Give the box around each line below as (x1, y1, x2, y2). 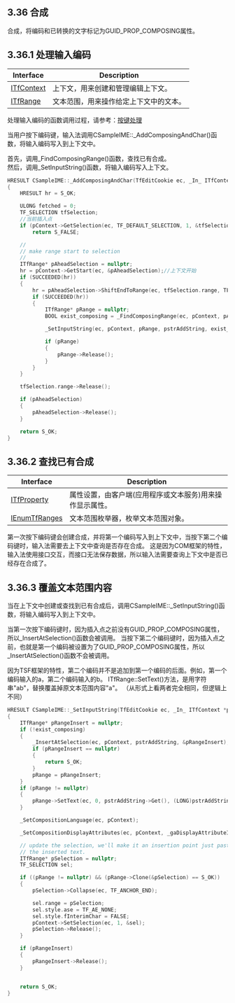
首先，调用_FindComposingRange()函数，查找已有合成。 (7, 154, 171, 162)
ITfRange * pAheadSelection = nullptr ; (20, 261, 133, 268)
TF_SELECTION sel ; (20, 862, 73, 869)
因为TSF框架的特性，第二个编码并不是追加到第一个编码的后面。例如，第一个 (7, 666, 227, 674)
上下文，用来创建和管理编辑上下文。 (52, 83, 172, 93)
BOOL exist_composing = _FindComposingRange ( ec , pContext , (44, 313, 220, 320)
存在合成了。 (13, 559, 50, 568)
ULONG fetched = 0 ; (20, 202, 77, 210)
